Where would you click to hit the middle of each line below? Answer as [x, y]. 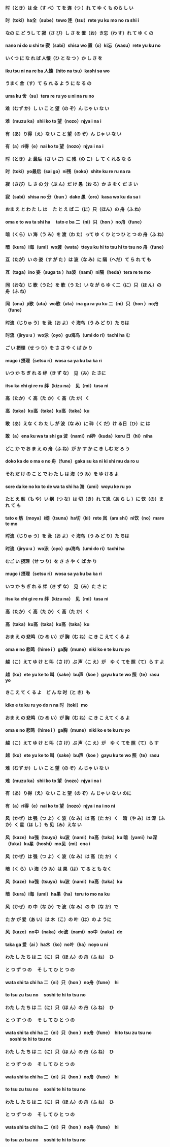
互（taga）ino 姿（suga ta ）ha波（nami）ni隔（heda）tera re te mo [78, 272]
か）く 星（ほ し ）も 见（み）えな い [44, 825]
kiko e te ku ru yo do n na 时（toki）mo [46, 705]
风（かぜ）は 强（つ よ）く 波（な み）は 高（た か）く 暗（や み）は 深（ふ [85, 818]
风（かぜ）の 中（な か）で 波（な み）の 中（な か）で [62, 906]
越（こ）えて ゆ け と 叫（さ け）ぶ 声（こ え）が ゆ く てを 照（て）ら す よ [85, 662]
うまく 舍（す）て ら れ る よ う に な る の [48, 83]
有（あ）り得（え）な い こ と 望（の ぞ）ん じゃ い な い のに [69, 793]
